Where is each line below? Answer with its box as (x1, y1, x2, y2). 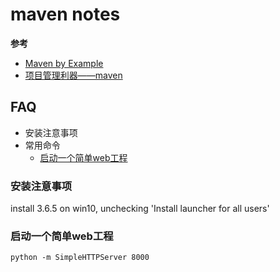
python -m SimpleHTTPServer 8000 (10, 253, 150, 263)
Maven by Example (24, 57, 104, 69)
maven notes (10, 3, 121, 26)
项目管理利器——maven (24, 69, 123, 81)
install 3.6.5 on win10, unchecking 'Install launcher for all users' (10, 203, 270, 215)
